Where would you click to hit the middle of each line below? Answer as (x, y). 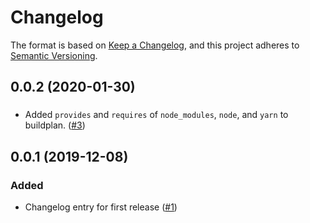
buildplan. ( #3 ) (55, 125)
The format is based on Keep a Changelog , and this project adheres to (155, 45)
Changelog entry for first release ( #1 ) (101, 207)
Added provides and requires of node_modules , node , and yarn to (156, 115)
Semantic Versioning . (54, 55)
